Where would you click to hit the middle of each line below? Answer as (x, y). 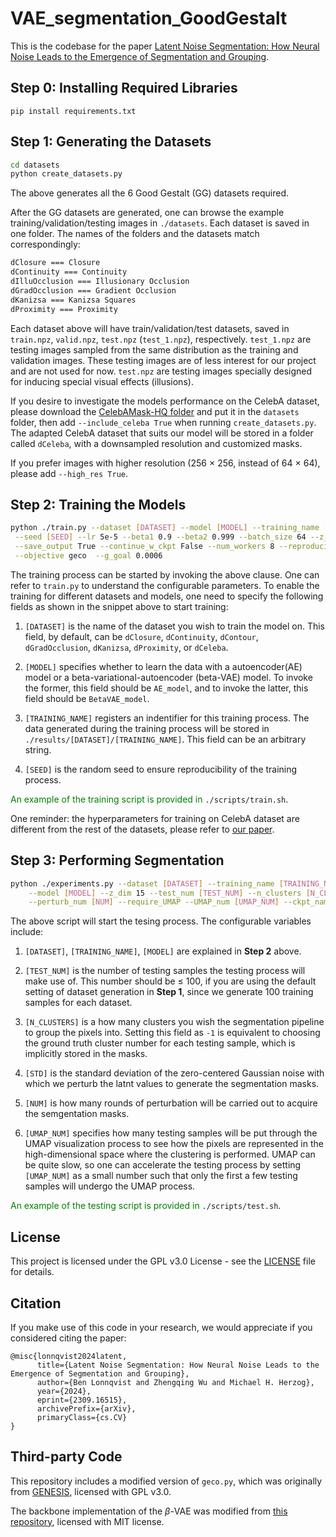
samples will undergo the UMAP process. (110, 1186)
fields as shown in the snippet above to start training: (119, 606)
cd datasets (35, 165)
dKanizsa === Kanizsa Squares (73, 300)
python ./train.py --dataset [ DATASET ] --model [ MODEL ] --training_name (165, 528)
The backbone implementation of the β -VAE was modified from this (149, 1511)
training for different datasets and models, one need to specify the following (167, 596)
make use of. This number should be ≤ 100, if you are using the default (170, 981)
